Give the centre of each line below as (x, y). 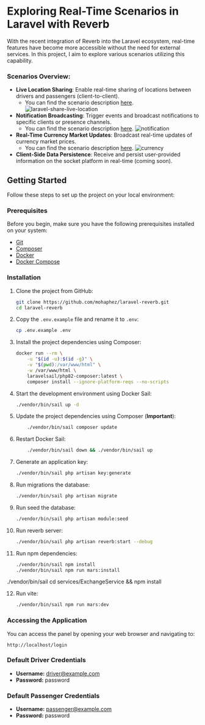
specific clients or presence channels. (63, 122)
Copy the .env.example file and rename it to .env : (77, 319)
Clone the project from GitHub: (54, 290)
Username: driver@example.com (58, 673)
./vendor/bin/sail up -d (47, 405)
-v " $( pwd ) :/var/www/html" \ (64, 365)
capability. (20, 60)
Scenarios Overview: (39, 76)
